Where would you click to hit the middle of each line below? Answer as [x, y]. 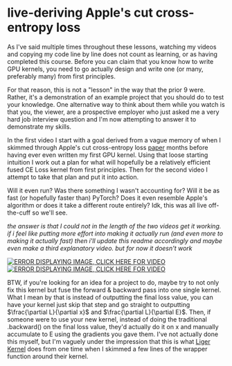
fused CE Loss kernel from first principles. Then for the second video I [107, 169]
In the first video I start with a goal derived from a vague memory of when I [114, 140]
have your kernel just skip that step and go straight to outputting [99, 304]
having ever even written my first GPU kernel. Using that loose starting [108, 155]
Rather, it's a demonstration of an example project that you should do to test [116, 97]
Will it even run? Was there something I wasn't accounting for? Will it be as [114, 190]
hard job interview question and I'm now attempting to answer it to [102, 119]
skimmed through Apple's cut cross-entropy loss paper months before [108, 147]
